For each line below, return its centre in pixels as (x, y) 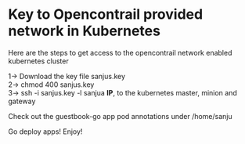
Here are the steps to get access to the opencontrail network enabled (120, 52)
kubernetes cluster (38, 61)
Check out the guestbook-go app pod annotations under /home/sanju (120, 116)
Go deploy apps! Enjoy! (45, 131)
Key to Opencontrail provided (106, 14)
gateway (22, 101)
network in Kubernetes (84, 31)
